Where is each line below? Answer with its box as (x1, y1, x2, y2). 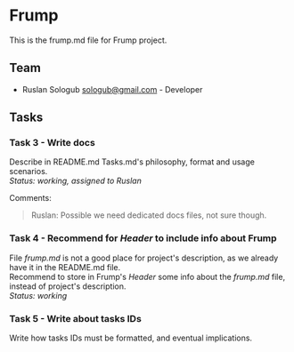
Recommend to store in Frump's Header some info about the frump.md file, (9, 271, 286, 282)
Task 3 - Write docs (9, 137, 95, 149)
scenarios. (9, 166, 48, 177)
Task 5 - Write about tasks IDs (9, 312, 143, 324)
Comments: (9, 193, 52, 204)
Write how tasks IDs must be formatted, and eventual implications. (9, 332, 252, 343)
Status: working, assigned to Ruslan (9, 175, 143, 187)
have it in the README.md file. (9, 261, 121, 272)
